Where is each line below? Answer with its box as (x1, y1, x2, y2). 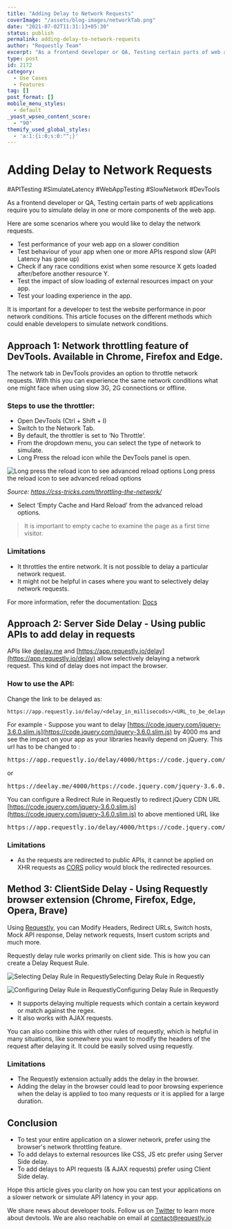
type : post (7, 55, 39, 62)
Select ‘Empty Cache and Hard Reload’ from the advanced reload (17, 501, 203, 510)
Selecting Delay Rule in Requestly (109, 972, 205, 980)
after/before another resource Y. (17, 269, 110, 278)
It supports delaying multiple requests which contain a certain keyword (17, 998, 220, 1007)
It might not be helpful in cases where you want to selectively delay (17, 577, 209, 585)
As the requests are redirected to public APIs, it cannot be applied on (17, 856, 214, 864)
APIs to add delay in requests (7, 628, 135, 640)
